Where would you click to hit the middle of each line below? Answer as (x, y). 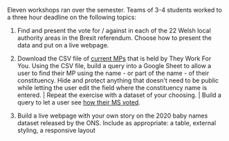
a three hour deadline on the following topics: (72, 17)
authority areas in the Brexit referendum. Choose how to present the (114, 38)
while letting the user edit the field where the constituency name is (112, 88)
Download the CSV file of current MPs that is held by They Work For (114, 58)
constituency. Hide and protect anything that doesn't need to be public (118, 80)
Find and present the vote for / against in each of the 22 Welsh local (114, 31)
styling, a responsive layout (56, 130)
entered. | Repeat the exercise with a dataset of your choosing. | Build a (119, 95)
